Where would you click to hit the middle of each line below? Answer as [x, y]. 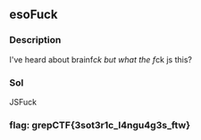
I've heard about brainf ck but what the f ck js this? [100, 59]
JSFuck [23, 102]
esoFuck [33, 15]
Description [35, 40]
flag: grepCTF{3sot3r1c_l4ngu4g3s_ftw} [100, 125]
